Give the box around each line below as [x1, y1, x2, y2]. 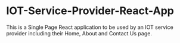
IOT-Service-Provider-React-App [6, 4, 174, 18]
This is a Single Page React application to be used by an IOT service [6, 24, 174, 31]
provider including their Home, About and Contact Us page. [6, 29, 152, 37]
